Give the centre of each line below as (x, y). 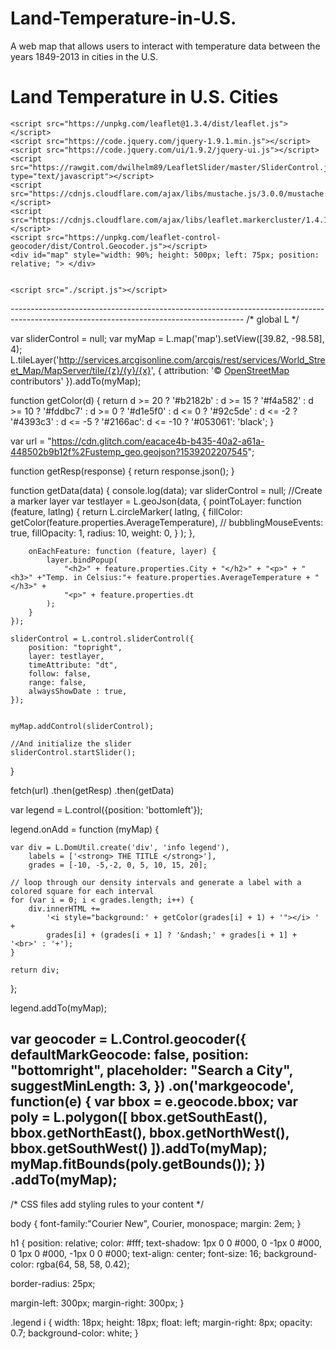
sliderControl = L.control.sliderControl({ (102, 638)
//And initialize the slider (71, 743)
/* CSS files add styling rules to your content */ (107, 1204)
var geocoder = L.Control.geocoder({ (128, 1039)
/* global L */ (273, 319)
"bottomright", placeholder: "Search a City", (151, 1070)
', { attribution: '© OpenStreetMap (220, 370)
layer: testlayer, (66, 656)
